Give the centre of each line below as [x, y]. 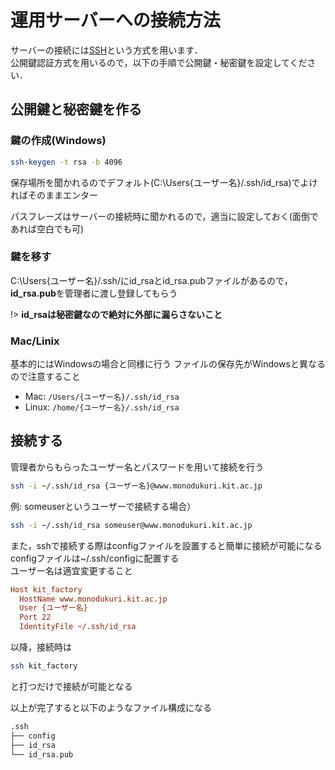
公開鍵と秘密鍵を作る [76, 109]
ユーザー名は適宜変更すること [71, 570]
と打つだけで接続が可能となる [71, 686]
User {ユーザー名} [53, 608]
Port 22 [35, 617]
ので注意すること [45, 377]
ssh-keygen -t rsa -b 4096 [66, 162]
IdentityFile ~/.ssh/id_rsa [78, 627]
